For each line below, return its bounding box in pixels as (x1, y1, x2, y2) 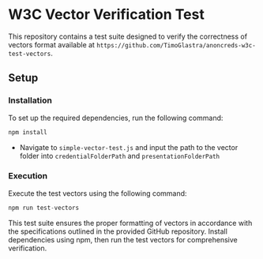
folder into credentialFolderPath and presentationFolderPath (19, 151, 220, 160)
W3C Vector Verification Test (8, 6, 205, 24)
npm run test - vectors (8, 204, 80, 212)
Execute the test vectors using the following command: (8, 188, 187, 198)
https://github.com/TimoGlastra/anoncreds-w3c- (96, 41, 257, 49)
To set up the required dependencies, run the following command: (8, 113, 224, 122)
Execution (8, 171, 48, 182)
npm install (8, 128, 47, 136)
